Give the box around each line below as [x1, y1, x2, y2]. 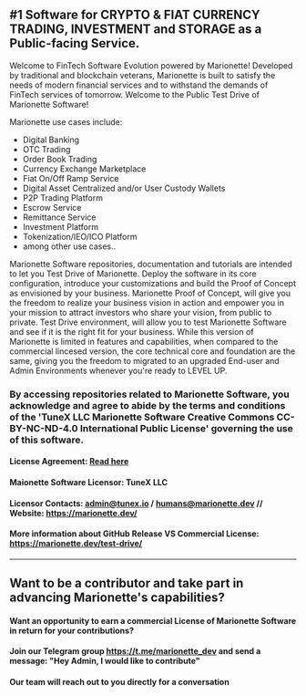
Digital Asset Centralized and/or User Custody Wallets [22, 182, 226, 193]
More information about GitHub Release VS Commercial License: [9, 528, 260, 539]
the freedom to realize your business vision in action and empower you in [9, 296, 285, 308]
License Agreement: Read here [9, 456, 129, 467]
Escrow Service [22, 202, 82, 213]
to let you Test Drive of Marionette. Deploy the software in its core [9, 268, 257, 279]
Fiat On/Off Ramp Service [22, 172, 119, 183]
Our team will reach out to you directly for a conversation [9, 676, 229, 687]
